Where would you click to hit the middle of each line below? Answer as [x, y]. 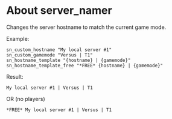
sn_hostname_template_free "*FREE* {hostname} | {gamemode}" [85, 66]
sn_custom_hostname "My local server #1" [59, 50]
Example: [18, 38]
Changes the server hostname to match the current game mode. [86, 27]
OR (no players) [26, 99]
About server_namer [59, 11]
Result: [15, 76]
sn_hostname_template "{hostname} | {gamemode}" [68, 60]
